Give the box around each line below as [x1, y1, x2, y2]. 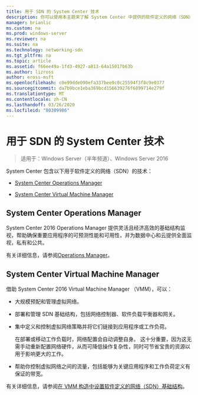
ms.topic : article [6, 58, 51, 64]
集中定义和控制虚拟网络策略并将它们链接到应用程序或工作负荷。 [14, 322, 170, 330]
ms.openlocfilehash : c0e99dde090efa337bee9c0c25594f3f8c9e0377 [6, 80, 165, 86]
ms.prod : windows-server [6, 31, 67, 37]
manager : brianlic [6, 19, 51, 25]
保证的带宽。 [14, 370, 46, 377]
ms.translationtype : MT [6, 91, 65, 97]
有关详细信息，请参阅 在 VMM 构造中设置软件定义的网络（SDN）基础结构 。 [6, 383, 188, 390]
